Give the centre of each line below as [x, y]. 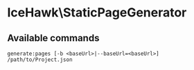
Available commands [53, 38]
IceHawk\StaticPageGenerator [97, 13]
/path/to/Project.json [40, 60]
